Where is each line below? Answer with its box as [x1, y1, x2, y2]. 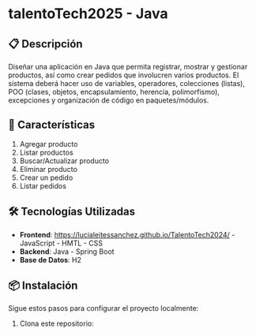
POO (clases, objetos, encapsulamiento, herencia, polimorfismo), [8, 88, 220, 96]
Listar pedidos [19, 181, 67, 190]
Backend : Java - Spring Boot [19, 246, 115, 256]
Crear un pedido [19, 173, 73, 182]
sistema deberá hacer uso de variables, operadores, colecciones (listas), [8, 79, 245, 88]
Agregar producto [19, 139, 78, 148]
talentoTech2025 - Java [8, 5, 168, 23]
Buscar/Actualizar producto [19, 155, 109, 166]
